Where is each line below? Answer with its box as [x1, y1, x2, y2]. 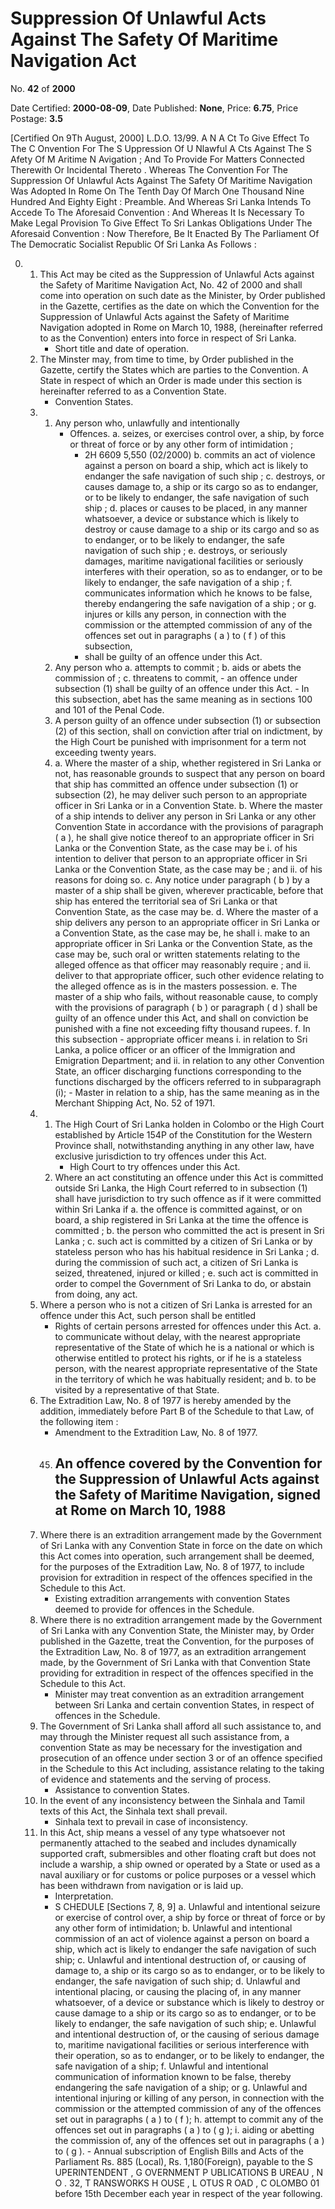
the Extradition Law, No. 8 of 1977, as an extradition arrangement [39, 1645, 307, 1657]
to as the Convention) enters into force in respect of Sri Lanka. [39, 332, 297, 344]
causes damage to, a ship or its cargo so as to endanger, [84, 480, 319, 492]
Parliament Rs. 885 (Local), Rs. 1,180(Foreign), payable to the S [54, 2155, 313, 2167]
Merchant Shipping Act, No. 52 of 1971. [54, 1097, 216, 1109]
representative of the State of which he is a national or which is [54, 1341, 315, 1353]
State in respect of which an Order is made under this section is [39, 374, 303, 386]
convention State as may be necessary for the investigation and [39, 1741, 303, 1753]
